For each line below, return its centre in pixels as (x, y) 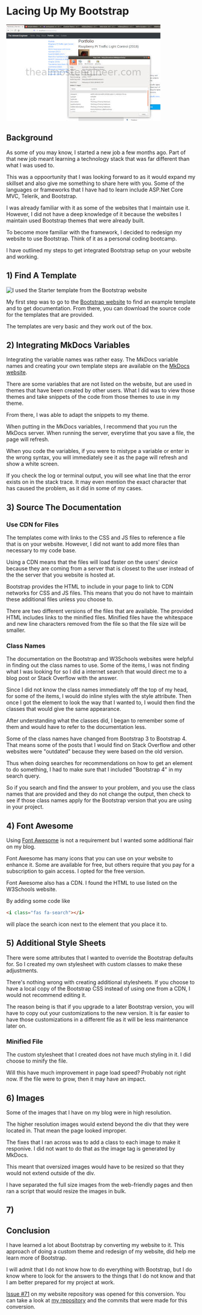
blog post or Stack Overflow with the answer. (62, 678)
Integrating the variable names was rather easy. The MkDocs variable (92, 360)
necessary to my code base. (41, 551)
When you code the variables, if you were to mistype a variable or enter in (98, 451)
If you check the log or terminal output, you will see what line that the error (99, 476)
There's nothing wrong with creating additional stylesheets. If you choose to (101, 982)
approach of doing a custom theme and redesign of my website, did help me (101, 1252)
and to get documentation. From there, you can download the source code (98, 308)
